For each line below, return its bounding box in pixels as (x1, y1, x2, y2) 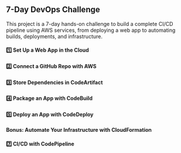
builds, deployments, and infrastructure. (6, 32, 103, 40)
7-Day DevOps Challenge (6, 5, 101, 15)
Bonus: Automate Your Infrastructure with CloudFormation (6, 127, 152, 134)
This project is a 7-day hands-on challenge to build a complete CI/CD (6, 20, 173, 27)
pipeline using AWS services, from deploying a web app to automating (6, 26, 176, 34)
